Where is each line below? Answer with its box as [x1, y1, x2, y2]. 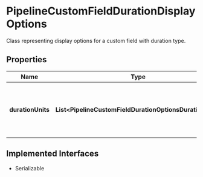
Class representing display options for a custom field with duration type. [6, 37, 186, 44]
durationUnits [9, 105, 50, 114]
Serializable [14, 164, 45, 172]
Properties [6, 54, 47, 65]
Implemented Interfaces [6, 149, 99, 159]
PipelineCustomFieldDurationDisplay [6, 4, 196, 18]
